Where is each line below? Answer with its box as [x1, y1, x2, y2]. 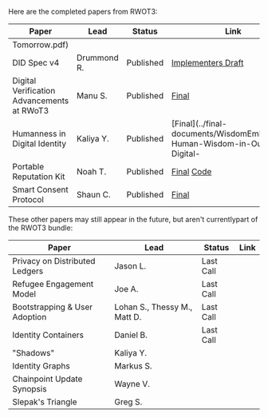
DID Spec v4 [12, 58, 60, 68]
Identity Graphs [12, 360, 70, 371]
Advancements [12, 95, 69, 106]
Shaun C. [77, 189, 111, 200]
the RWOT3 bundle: [8, 223, 73, 233]
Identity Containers [12, 329, 84, 340]
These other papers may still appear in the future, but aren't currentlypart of [8, 215, 258, 224]
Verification [12, 86, 56, 96]
